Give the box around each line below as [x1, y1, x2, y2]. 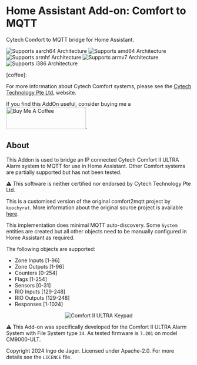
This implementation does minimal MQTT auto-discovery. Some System [6, 222, 178, 229]
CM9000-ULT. [6, 336, 41, 343]
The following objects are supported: [6, 245, 96, 252]
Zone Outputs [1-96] [14, 263, 65, 270]
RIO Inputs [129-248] [14, 288, 66, 295]
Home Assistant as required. [6, 234, 75, 241]
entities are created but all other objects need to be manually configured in [6, 227, 187, 235]
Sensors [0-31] [14, 282, 51, 289]
